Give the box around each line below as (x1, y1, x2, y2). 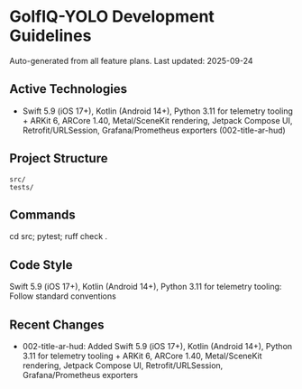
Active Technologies (9, 81, 128, 97)
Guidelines (9, 25, 92, 46)
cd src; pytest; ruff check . (9, 231, 108, 242)
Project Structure (9, 151, 108, 166)
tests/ (9, 182, 34, 191)
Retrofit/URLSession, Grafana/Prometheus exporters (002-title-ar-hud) (22, 125, 286, 135)
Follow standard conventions (9, 291, 117, 301)
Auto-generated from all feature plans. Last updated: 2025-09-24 (9, 55, 254, 66)
